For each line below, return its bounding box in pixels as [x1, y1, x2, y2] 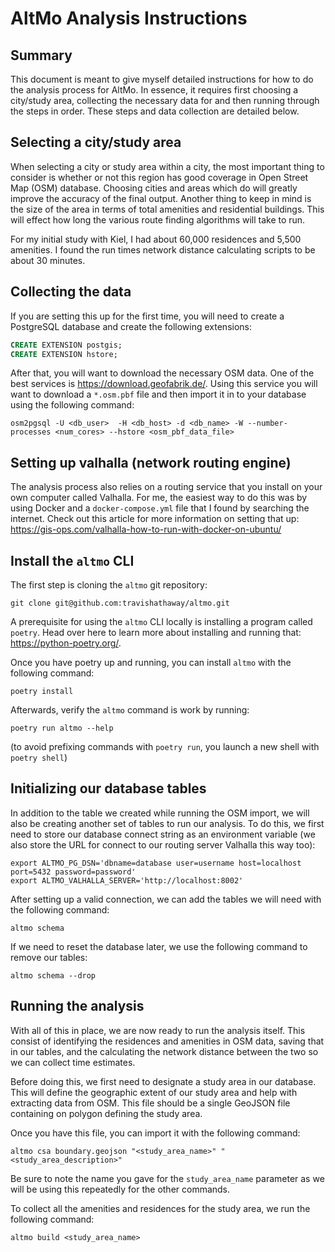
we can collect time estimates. [10, 1056, 136, 1068]
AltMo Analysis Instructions [10, 7, 248, 30]
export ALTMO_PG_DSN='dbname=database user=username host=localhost [10, 858, 302, 868]
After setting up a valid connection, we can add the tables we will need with [10, 893, 322, 905]
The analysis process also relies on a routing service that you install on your [10, 481, 323, 493]
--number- [247, 418, 288, 429]
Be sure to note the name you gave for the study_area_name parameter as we [10, 1172, 325, 1184]
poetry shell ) [10, 752, 68, 763]
